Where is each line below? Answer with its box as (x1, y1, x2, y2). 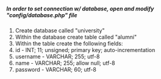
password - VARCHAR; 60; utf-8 (15, 66, 96, 73)
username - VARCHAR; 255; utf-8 (15, 53, 100, 60)
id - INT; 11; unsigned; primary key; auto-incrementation (15, 46, 156, 53)
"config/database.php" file (6, 11, 77, 18)
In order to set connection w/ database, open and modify (6, 5, 154, 12)
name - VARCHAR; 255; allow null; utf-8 (15, 59, 115, 67)
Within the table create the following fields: (15, 40, 123, 47)
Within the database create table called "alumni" (15, 33, 137, 40)
